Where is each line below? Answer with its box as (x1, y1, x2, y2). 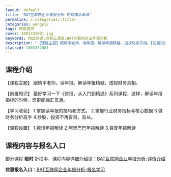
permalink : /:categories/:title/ (5, 17, 76, 22)
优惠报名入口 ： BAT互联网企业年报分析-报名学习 (5, 166, 105, 173)
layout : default (5, 7, 40, 13)
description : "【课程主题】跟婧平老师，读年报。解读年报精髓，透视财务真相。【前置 (5, 41, 160, 46)
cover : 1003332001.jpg (5, 31, 53, 36)
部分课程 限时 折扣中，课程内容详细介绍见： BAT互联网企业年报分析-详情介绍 (5, 156, 165, 162)
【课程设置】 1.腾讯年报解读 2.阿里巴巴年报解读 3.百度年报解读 (5, 125, 136, 131)
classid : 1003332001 (5, 45, 49, 50)
